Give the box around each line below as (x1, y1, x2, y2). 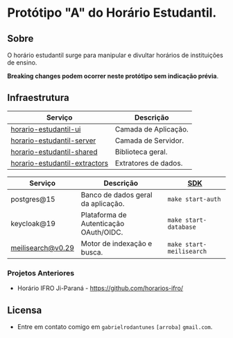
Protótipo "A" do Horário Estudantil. (7, 5, 217, 21)
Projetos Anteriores (7, 268, 75, 277)
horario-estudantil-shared (10, 147, 98, 156)
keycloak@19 (10, 218, 55, 228)
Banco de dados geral (80, 190, 153, 200)
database (167, 223, 196, 231)
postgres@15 (10, 194, 55, 204)
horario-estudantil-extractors (10, 158, 109, 168)
